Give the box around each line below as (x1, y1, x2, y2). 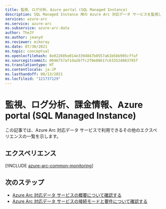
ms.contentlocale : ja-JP (5, 67, 56, 72)
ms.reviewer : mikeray (5, 40, 50, 45)
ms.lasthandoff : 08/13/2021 (5, 72, 63, 77)
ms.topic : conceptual (5, 49, 50, 53)
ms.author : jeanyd (5, 35, 43, 40)
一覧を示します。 (26, 133, 61, 139)
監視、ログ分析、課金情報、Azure (5, 99, 143, 110)
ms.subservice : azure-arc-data (5, 26, 70, 31)
